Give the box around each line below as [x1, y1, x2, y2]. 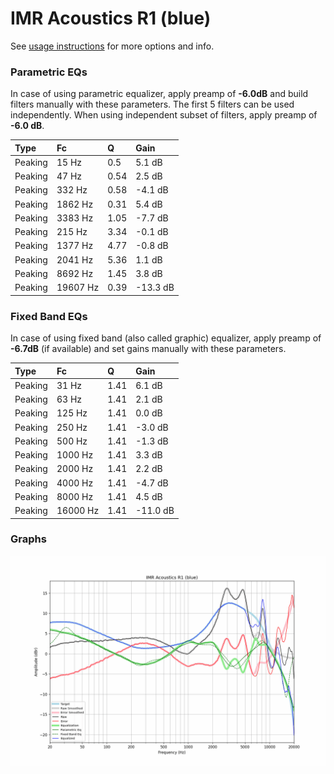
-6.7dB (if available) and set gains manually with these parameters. [10, 343, 287, 355]
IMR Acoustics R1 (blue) [10, 7, 212, 30]
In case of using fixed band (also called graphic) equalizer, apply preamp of [10, 332, 322, 344]
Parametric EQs [10, 65, 88, 79]
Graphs [10, 532, 47, 546]
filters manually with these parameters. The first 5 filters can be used [10, 98, 295, 111]
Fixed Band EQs [10, 309, 88, 323]
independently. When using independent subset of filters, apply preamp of [10, 109, 318, 121]
